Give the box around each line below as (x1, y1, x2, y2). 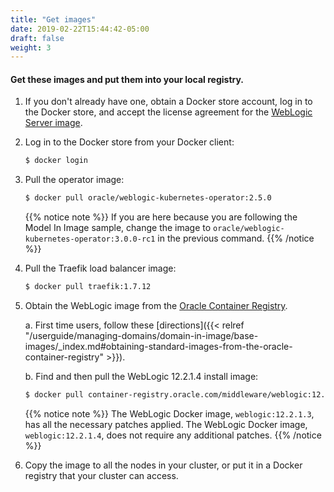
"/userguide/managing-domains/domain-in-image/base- (24, 330, 259, 342)
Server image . (24, 117, 83, 129)
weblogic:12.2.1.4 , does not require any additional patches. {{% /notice (24, 429, 322, 441)
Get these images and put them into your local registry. (10, 73, 244, 85)
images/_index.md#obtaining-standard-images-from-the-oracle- (24, 341, 293, 353)
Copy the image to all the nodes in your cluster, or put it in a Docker (24, 459, 303, 471)
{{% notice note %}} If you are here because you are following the (24, 211, 298, 223)
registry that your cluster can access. (24, 469, 179, 481)
